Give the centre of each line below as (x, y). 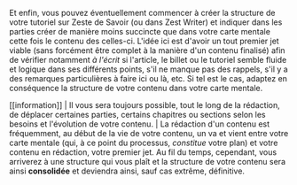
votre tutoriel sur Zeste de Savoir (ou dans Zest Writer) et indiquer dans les (146, 22)
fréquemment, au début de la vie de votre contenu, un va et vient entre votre (149, 133)
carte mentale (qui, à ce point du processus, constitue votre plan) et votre (144, 143)
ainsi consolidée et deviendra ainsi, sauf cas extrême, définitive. (127, 171)
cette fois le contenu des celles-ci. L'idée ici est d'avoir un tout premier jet (144, 41)
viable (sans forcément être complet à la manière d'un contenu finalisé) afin (147, 50)
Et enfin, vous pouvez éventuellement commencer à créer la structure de (142, 13)
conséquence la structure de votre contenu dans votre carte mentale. (136, 88)
